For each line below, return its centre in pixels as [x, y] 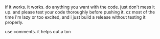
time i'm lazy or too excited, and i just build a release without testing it [75, 17]
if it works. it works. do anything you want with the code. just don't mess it [80, 7]
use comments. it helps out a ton [38, 32]
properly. [14, 22]
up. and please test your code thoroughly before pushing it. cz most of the [80, 12]
